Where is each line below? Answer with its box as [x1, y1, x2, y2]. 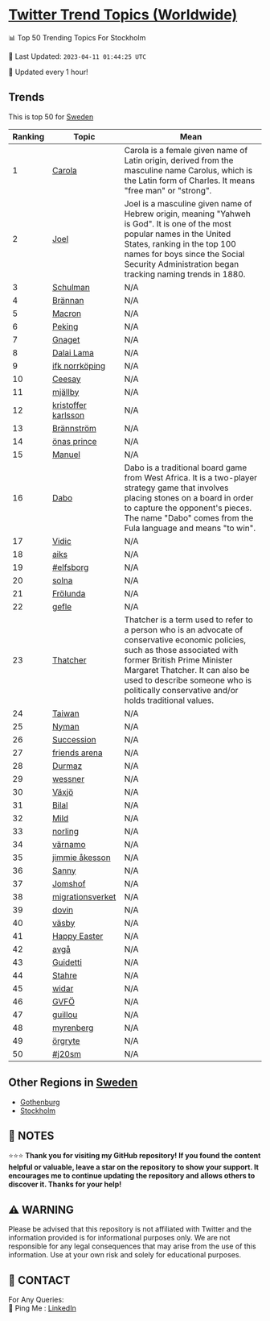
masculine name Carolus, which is [124, 164, 253, 176]
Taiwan [51, 708, 80, 719]
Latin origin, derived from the [124, 155, 234, 166]
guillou [51, 1009, 78, 1020]
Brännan [51, 294, 84, 305]
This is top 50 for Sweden [8, 111, 94, 122]
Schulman [51, 281, 91, 293]
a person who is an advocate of [124, 624, 243, 635]
